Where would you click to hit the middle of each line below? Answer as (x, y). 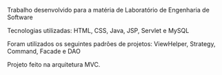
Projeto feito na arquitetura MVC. (54, 64)
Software (20, 17)
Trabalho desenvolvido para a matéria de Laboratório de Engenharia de (109, 10)
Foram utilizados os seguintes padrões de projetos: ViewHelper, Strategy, (111, 44)
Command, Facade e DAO (44, 51)
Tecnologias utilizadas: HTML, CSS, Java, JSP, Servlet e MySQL (98, 31)
